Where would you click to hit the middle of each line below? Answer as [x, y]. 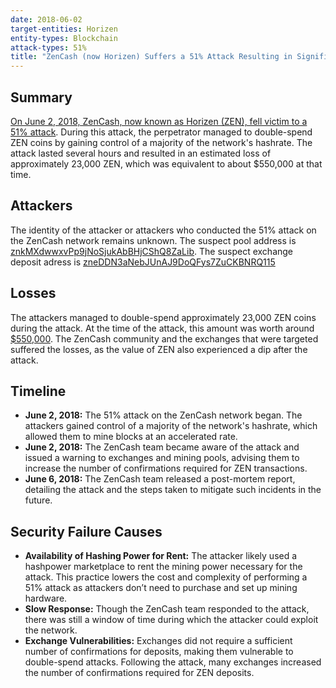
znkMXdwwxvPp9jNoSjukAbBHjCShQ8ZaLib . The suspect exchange [152, 251]
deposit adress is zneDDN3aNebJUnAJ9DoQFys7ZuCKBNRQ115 [143, 262]
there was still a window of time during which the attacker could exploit [171, 620]
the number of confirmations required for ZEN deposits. [139, 673]
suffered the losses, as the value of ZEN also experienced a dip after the [159, 349]
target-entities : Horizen [64, 29]
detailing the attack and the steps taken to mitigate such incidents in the [173, 490]
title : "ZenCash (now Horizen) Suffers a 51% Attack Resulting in [151, 57]
